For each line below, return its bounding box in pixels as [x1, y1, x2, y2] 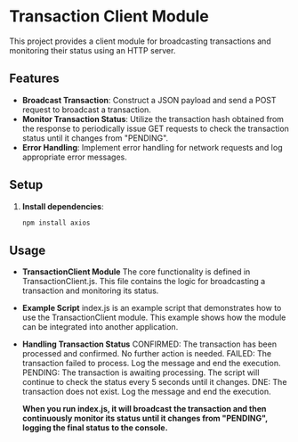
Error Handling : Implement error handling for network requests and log [21, 142, 283, 152]
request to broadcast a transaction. [21, 104, 151, 115]
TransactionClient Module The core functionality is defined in [21, 266, 251, 277]
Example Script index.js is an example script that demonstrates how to [21, 303, 282, 314]
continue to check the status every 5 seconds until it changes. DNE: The [21, 377, 287, 388]
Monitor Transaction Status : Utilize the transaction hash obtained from [21, 113, 285, 124]
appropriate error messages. [21, 151, 127, 162]
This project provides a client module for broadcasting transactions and [9, 36, 271, 46]
